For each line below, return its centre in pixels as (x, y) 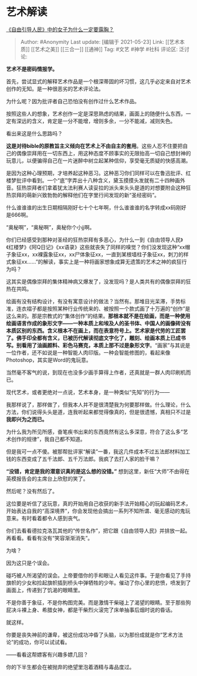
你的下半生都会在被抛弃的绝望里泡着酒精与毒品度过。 (70, 667)
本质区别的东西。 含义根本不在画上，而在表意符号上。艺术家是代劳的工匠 (93, 330)
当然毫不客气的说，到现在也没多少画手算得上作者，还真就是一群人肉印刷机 (96, 372)
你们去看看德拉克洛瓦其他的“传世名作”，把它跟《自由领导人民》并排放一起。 (98, 531)
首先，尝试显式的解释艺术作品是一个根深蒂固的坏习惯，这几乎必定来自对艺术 (98, 81)
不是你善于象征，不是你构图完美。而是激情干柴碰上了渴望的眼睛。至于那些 (96, 602)
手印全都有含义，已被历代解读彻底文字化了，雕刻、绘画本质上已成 (101, 338)
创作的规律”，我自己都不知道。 (48, 439)
